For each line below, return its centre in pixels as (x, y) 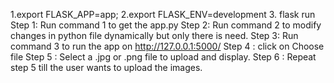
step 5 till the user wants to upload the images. (106, 67)
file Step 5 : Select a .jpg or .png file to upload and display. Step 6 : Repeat (163, 57)
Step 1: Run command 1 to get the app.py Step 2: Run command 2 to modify (166, 25)
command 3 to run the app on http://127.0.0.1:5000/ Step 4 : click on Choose (167, 46)
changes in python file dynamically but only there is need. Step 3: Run (154, 35)
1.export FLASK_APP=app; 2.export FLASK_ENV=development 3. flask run (163, 14)
